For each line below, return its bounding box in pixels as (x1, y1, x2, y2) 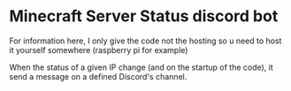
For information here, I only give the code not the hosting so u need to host (9, 35, 282, 46)
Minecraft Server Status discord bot (9, 6, 279, 27)
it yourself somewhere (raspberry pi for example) (9, 44, 188, 55)
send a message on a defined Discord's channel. (9, 71, 188, 81)
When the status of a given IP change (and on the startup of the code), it (9, 62, 274, 72)
